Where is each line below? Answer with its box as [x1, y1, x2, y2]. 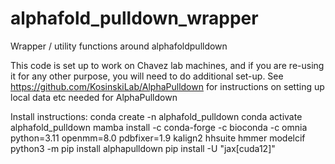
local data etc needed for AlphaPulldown [10, 91, 178, 103]
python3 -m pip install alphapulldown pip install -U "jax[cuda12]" [10, 142, 276, 154]
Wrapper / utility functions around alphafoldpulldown [10, 40, 228, 52]
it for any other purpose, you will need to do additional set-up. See [10, 70, 284, 82]
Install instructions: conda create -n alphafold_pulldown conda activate [10, 110, 303, 122]
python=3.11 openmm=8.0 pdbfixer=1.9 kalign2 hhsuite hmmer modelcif [10, 132, 306, 144]
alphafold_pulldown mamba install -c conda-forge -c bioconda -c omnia [10, 121, 308, 133]
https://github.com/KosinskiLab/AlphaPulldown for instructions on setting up [10, 80, 325, 92]
